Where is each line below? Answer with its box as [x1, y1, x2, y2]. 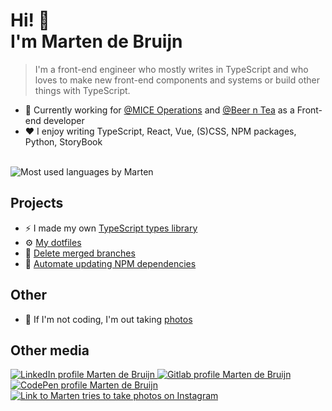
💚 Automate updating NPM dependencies [24, 257, 197, 269]
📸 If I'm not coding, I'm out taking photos [24, 313, 193, 325]
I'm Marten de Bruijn [10, 30, 183, 53]
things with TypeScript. [34, 84, 131, 96]
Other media [10, 342, 90, 359]
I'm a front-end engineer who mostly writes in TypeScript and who [34, 63, 309, 75]
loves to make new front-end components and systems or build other [34, 74, 320, 86]
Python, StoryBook [24, 135, 103, 148]
